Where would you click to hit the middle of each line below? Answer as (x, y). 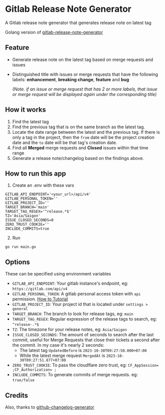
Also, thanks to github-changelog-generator (50, 407)
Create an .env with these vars (43, 185)
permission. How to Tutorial (40, 299)
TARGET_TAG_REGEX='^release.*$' (38, 212)
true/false (23, 380)
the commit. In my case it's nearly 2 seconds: (58, 345)
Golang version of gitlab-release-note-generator (54, 32)
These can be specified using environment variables (58, 274)
